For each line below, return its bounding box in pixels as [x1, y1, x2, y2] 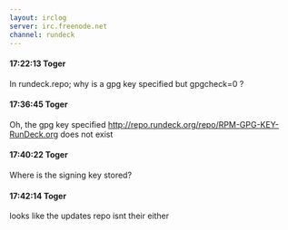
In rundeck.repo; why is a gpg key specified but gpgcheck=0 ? [9, 78, 244, 89]
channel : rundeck [9, 30, 75, 39]
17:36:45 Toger [9, 99, 68, 110]
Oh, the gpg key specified [9, 119, 106, 129]
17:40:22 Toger [9, 149, 68, 160]
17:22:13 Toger [9, 58, 66, 69]
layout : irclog [9, 13, 67, 23]
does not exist [60, 129, 114, 139]
